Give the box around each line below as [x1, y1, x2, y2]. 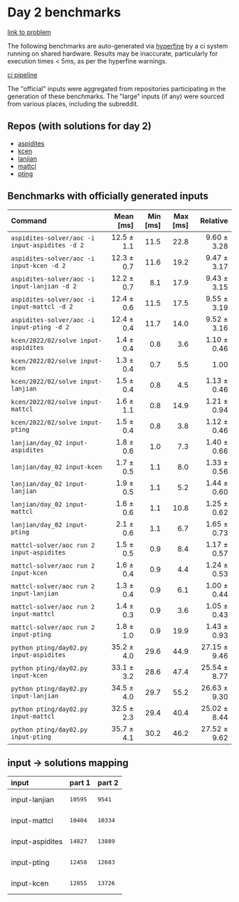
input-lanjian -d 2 [11, 282, 77, 290]
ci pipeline [7, 71, 38, 79]
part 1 [69, 778, 91, 788]
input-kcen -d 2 [11, 261, 66, 269]
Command [11, 215, 48, 225]
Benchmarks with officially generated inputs [7, 190, 208, 202]
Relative [200, 215, 228, 225]
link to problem [7, 28, 51, 36]
